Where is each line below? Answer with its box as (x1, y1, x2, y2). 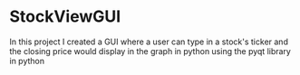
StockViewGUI (9, 6, 121, 27)
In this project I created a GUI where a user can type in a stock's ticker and (9, 36, 288, 47)
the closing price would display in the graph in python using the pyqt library (9, 45, 292, 56)
